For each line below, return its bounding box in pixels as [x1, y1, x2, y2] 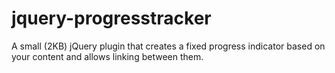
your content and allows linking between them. [11, 50, 204, 62]
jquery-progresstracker [11, 7, 212, 30]
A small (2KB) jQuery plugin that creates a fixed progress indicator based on [11, 40, 326, 52]
